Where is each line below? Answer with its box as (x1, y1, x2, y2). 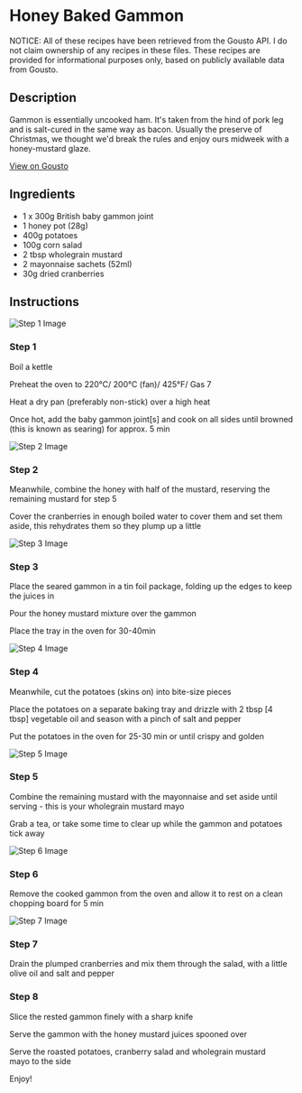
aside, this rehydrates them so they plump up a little (9, 520, 202, 531)
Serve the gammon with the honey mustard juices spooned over (9, 1028, 248, 1039)
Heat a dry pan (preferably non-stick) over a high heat (9, 396, 211, 407)
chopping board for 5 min (9, 898, 105, 909)
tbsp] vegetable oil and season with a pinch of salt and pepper (9, 713, 242, 724)
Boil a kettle (9, 361, 53, 372)
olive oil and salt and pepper (9, 968, 114, 979)
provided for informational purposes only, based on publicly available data (9, 54, 286, 65)
